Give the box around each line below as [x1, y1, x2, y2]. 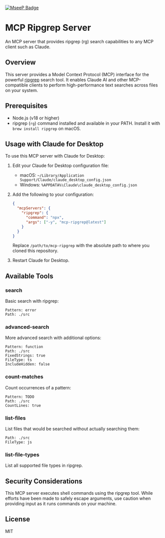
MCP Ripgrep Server [5, 22, 91, 33]
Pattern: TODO [5, 394, 35, 399]
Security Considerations [5, 477, 83, 485]
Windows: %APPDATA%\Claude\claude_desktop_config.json [19, 182, 138, 188]
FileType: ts [5, 358, 32, 362]
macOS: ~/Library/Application [19, 172, 84, 179]
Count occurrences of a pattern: [5, 384, 71, 390]
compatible [5, 82, 28, 88]
